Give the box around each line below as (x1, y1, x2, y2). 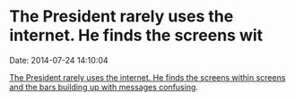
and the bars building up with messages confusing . (9, 81, 199, 92)
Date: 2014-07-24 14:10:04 (9, 55, 109, 65)
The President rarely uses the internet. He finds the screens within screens (9, 72, 286, 82)
